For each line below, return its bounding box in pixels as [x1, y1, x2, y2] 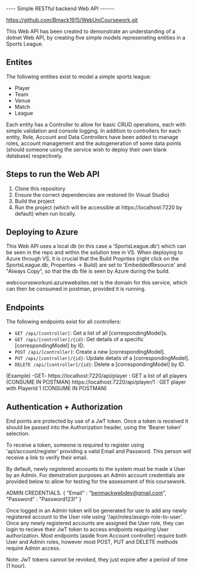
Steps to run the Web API [6, 169, 100, 179]
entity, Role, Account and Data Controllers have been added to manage [6, 133, 179, 140]
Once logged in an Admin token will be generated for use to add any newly [6, 507, 187, 514]
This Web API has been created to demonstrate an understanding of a [6, 28, 175, 35]
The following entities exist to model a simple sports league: [6, 73, 152, 80]
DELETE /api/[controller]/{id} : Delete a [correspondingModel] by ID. [14, 361, 185, 368]
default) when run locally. [14, 210, 76, 217]
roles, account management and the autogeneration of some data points [6, 140, 182, 147]
